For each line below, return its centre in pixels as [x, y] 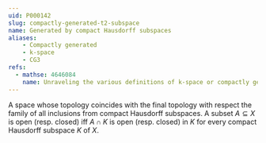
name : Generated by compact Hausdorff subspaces [90, 30]
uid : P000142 [30, 15]
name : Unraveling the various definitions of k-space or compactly [136, 82]
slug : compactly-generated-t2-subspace [74, 23]
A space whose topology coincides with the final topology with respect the [130, 105]
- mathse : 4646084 [46, 75]
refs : [17, 68]
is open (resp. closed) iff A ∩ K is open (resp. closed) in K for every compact [133, 122]
